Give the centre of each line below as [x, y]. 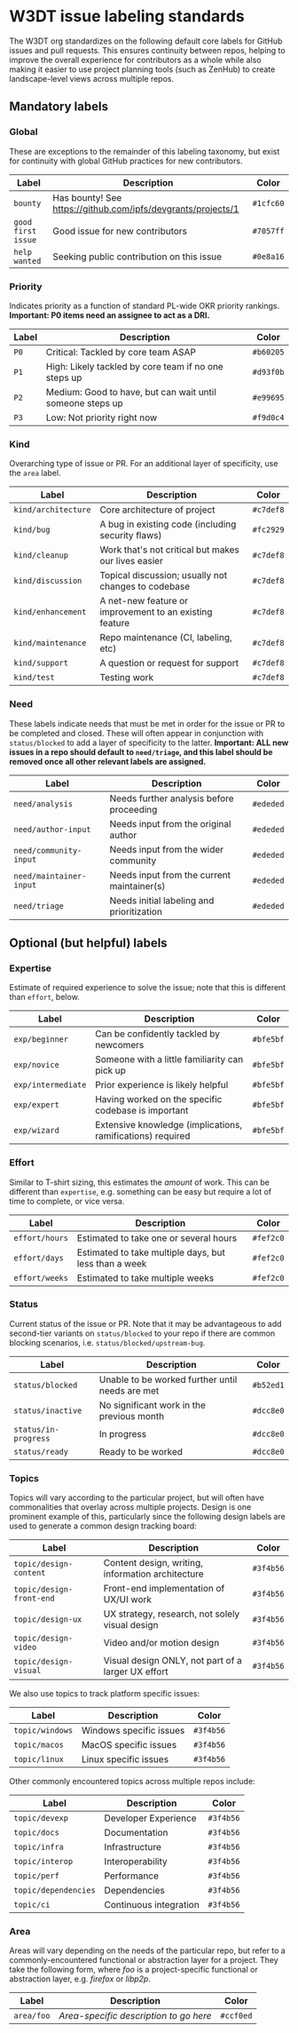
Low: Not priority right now [102, 417]
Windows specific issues [133, 1731]
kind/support [41, 663]
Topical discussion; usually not [164, 576]
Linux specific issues [125, 1759]
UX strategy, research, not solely [172, 1614]
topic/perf [36, 1876]
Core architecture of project [157, 510]
